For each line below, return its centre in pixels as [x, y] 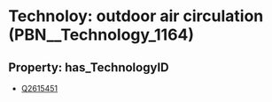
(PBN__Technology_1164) [101, 35]
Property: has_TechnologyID [89, 67]
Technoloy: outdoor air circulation [136, 16]
